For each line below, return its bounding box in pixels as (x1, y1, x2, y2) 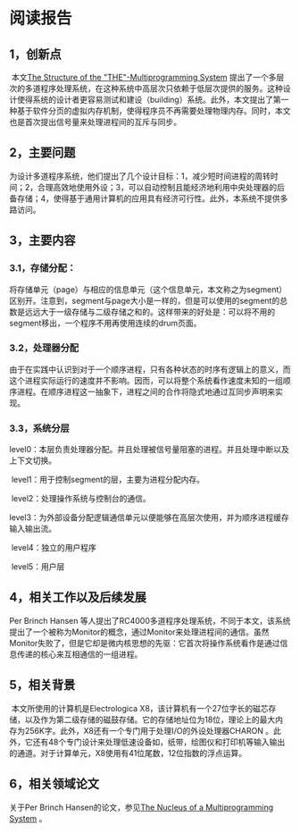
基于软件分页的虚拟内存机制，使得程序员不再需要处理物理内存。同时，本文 (16, 105, 291, 116)
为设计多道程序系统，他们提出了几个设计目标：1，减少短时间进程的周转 (9, 171, 271, 181)
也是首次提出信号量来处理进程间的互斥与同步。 (9, 117, 181, 127)
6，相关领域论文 (9, 777, 100, 792)
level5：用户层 (11, 561, 65, 572)
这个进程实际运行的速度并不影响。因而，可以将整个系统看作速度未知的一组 (9, 374, 283, 385)
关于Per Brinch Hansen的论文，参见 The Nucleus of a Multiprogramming (9, 802, 274, 812)
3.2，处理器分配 (9, 341, 79, 354)
